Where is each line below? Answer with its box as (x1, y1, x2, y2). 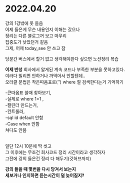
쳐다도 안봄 (5, 127, 27, 133)
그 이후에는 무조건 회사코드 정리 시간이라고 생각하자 (5, 149, 105, 155)
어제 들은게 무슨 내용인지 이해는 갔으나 (5, 26, 80, 32)
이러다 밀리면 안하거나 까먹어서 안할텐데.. (5, 72, 85, 78)
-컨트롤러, (5, 108, 25, 114)
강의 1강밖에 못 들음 (5, 20, 43, 26)
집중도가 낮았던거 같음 (5, 38, 48, 45)
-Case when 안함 (5, 120, 40, 126)
